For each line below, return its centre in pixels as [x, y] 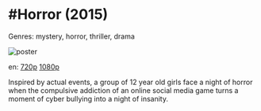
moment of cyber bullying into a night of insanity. [88, 98]
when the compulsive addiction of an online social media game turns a [123, 90]
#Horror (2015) [58, 15]
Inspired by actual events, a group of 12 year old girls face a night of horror [130, 82]
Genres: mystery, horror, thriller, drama [71, 36]
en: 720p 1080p [34, 67]
